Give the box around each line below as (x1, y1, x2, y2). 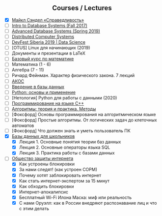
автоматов (11, 123, 34, 128)
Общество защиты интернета (11, 155, 74, 161)
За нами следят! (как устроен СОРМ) (19, 167, 98, 173)
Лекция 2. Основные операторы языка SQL (19, 145, 110, 151)
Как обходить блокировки (19, 183, 74, 189)
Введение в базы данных (11, 84, 65, 90)
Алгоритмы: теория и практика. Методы (11, 106, 96, 112)
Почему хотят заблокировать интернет (19, 172, 102, 178)
